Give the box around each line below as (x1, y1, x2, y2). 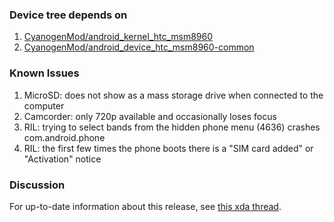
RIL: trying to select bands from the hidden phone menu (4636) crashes (23, 121, 321, 133)
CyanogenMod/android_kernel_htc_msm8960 (23, 31, 214, 43)
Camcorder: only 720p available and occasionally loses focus (23, 110, 277, 122)
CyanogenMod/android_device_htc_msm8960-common (23, 41, 255, 53)
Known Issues (9, 66, 80, 80)
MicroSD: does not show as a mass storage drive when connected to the (23, 89, 324, 101)
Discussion (9, 178, 66, 192)
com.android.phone (23, 131, 106, 143)
